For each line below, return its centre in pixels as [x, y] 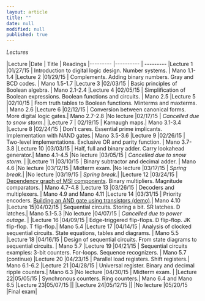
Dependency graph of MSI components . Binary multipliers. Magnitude [94, 181]
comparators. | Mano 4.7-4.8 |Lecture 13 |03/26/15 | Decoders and [90, 188]
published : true [27, 35]
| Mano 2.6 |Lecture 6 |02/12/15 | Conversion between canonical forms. [96, 110]
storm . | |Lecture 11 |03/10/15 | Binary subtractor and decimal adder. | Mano [101, 162]
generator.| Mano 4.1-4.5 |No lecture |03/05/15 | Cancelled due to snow [96, 155]
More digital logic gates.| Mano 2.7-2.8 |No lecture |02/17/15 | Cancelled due [103, 116]
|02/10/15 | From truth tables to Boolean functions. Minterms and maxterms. [102, 103]
